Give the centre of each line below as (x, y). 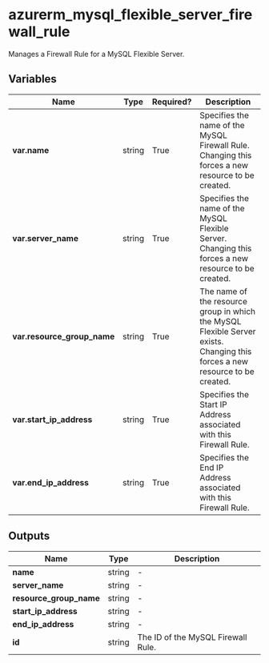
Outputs (29, 536)
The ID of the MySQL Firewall (192, 637)
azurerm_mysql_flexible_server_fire (130, 15)
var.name (31, 150)
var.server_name (45, 238)
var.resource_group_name (64, 336)
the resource (224, 301)
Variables (33, 79)
